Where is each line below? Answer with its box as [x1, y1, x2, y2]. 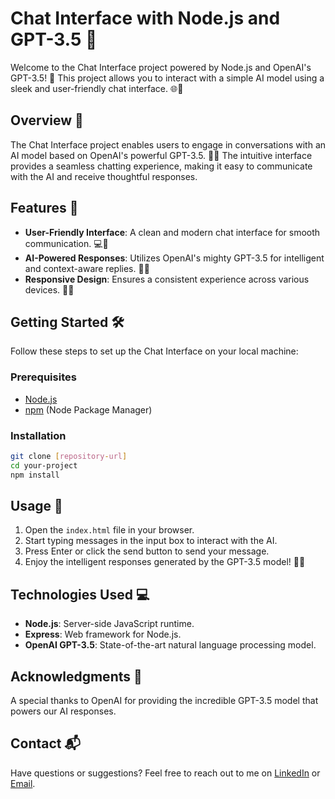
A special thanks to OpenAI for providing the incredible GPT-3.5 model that [10, 695, 319, 707]
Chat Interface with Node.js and [10, 7, 281, 30]
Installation [10, 428, 67, 442]
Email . [10, 777, 36, 789]
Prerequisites [10, 370, 77, 384]
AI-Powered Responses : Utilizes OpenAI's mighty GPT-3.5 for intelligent [24, 252, 325, 264]
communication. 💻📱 [24, 237, 109, 249]
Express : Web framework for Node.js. [24, 628, 182, 641]
